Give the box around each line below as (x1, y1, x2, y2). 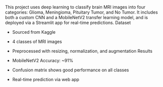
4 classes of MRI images (12, 39, 62, 44)
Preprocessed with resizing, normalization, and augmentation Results (12, 48, 153, 54)
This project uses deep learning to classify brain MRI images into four (5, 4, 146, 10)
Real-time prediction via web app (12, 77, 80, 82)
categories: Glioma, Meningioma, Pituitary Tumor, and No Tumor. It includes (5, 9, 158, 15)
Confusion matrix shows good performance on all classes (12, 67, 129, 73)
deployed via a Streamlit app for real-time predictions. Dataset (5, 20, 131, 25)
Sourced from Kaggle (12, 29, 55, 35)
